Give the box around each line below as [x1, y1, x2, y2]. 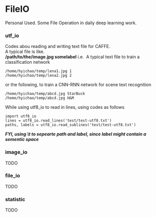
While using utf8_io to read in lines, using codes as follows [5, 104, 125, 110]
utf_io [5, 32, 19, 39]
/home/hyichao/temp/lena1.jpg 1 [5, 69, 72, 74]
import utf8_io [5, 114, 37, 119]
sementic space [5, 136, 39, 142]
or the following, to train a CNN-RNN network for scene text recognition [5, 82, 152, 87]
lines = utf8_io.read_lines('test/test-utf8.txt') [5, 118, 112, 123]
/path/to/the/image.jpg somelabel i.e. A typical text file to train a [5, 54, 140, 60]
